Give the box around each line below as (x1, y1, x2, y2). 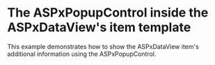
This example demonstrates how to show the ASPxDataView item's (7, 42, 200, 50)
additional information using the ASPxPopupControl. (7, 50, 157, 58)
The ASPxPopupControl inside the (7, 5, 209, 21)
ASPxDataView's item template (7, 19, 191, 35)
